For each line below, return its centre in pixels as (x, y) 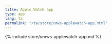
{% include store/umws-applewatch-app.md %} (53, 37)
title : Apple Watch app (29, 9)
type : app (15, 14)
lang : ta (14, 18)
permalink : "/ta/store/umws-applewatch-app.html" (56, 23)
